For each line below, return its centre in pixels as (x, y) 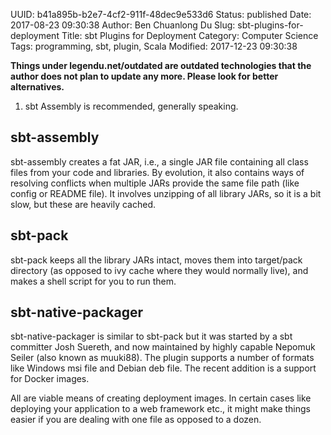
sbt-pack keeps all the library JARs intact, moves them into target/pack (156, 260)
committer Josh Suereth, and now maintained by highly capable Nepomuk (163, 347)
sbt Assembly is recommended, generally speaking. (131, 106)
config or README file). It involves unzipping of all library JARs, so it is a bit (166, 193)
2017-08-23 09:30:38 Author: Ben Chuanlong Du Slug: (123, 25)
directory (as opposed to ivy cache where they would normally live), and (159, 270)
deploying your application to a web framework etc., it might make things (160, 409)
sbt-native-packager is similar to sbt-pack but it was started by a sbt (151, 336)
